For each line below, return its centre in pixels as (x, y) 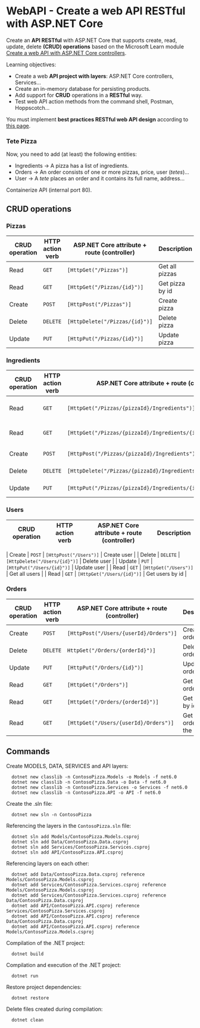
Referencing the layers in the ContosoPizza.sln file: (69, 826)
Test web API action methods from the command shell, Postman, (94, 101)
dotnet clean (28, 1020)
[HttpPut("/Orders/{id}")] (106, 668)
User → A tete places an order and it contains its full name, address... (100, 179)
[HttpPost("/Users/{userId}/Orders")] (122, 633)
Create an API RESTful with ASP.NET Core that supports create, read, (92, 40)
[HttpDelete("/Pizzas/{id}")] (110, 321)
